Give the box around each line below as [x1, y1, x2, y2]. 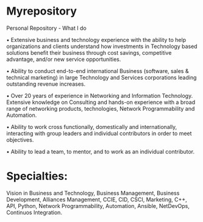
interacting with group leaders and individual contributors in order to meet [6, 130, 192, 137]
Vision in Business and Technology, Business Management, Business [6, 189, 180, 196]
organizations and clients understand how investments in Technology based [6, 43, 198, 50]
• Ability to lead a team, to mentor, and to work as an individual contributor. [6, 148, 195, 155]
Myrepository [6, 4, 77, 18]
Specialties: [6, 169, 68, 183]
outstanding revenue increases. [6, 80, 86, 88]
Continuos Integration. [6, 209, 63, 216]
